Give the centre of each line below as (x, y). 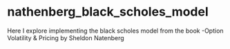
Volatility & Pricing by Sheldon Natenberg (66, 37)
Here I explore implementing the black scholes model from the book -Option (115, 31)
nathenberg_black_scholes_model (108, 12)
